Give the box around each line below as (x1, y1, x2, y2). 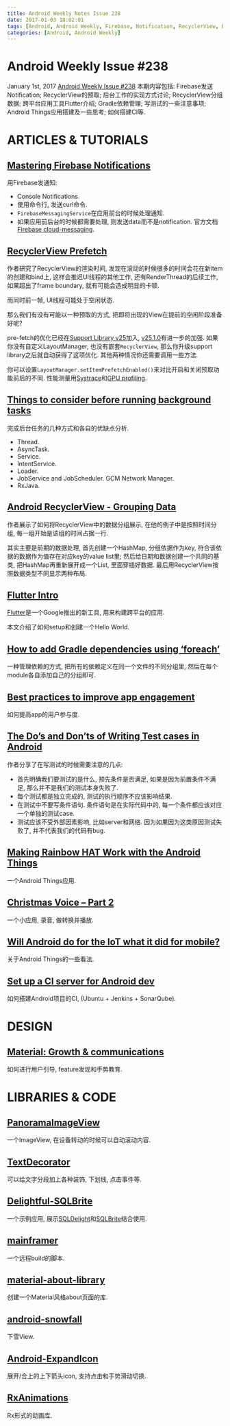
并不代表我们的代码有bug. (32, 826, 106, 834)
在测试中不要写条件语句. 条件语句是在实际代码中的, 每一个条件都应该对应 (16, 800, 222, 809)
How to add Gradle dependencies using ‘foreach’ (7, 643, 220, 655)
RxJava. (16, 481, 40, 490)
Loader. (16, 467, 39, 475)
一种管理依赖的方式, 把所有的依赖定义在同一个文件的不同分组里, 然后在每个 (7, 662, 218, 670)
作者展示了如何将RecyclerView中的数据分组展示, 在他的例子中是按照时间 (7, 520, 211, 529)
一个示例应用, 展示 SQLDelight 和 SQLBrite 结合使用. (7, 1214, 147, 1222)
